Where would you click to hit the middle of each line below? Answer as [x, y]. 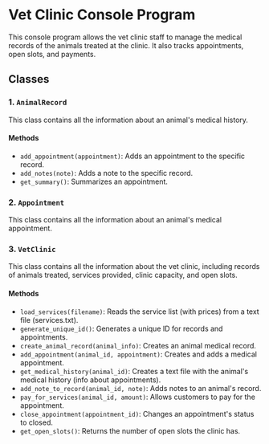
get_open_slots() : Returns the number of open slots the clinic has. [130, 430]
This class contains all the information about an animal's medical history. [128, 120]
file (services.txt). [49, 320]
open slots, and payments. [52, 54]
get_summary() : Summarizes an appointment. [94, 181]
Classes [29, 79]
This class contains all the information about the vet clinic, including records [134, 267]
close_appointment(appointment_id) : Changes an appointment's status [137, 413]
